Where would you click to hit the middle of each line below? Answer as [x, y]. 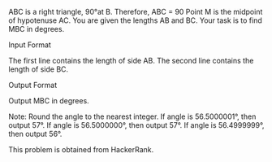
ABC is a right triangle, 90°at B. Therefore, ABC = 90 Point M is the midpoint [136, 12]
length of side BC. [39, 69]
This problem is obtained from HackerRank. [81, 149]
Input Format [30, 45]
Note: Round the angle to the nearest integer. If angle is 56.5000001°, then [132, 116]
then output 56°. [35, 134]
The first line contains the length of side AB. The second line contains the [131, 61]
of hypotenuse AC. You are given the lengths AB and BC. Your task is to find [135, 20]
